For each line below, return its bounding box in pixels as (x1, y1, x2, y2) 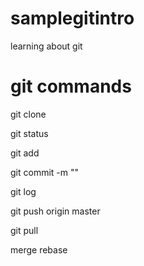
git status (10, 127, 49, 139)
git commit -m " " (10, 166, 80, 178)
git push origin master (10, 205, 101, 217)
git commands (10, 75, 132, 98)
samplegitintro (10, 7, 135, 30)
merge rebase (10, 243, 68, 256)
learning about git (10, 40, 83, 52)
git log (10, 185, 37, 197)
